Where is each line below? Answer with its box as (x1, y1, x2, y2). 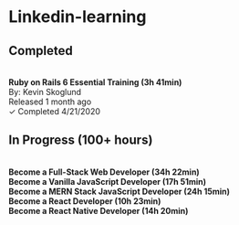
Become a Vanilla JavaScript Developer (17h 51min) (8, 176, 207, 187)
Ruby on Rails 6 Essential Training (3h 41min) (8, 77, 182, 88)
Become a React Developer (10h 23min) (8, 195, 161, 207)
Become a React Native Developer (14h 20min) (8, 205, 189, 216)
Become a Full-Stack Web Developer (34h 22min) (8, 166, 200, 177)
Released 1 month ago (8, 96, 92, 107)
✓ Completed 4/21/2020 (8, 106, 101, 116)
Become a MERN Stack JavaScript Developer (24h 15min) (8, 186, 230, 197)
